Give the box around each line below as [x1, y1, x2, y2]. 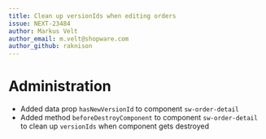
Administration [8, 77, 111, 96]
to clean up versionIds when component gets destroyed [20, 121, 210, 131]
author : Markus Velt [8, 27, 79, 35]
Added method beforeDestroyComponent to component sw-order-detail [20, 113, 258, 123]
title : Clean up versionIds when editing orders [8, 11, 177, 20]
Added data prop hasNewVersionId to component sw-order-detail [20, 104, 240, 114]
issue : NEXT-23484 [8, 20, 71, 28]
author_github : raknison [8, 42, 93, 50]
